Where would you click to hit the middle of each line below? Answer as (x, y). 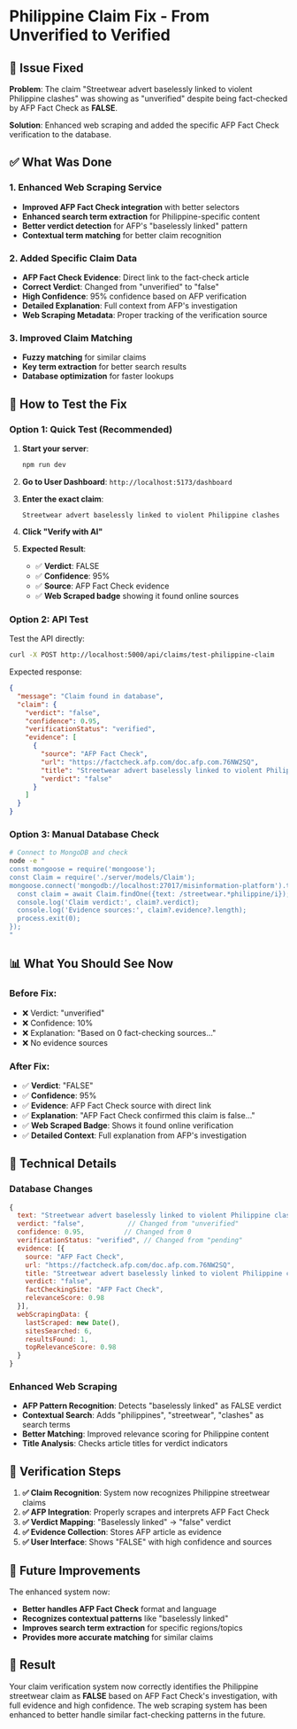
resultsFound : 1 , (57, 1339)
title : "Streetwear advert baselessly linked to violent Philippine (154, 1273)
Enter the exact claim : (63, 499)
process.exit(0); (49, 919)
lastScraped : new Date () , (73, 1322)
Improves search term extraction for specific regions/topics (132, 1628)
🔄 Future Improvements (75, 1570)
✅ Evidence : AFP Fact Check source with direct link (117, 1105)
